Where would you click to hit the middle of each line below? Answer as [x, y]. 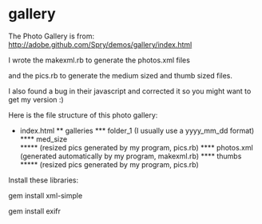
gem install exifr [35, 211]
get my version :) [36, 99]
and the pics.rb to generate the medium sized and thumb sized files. [121, 75]
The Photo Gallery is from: [51, 36]
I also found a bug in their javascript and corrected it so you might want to [130, 91]
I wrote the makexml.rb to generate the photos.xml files [99, 60]
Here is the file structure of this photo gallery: [83, 115]
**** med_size [44, 139]
